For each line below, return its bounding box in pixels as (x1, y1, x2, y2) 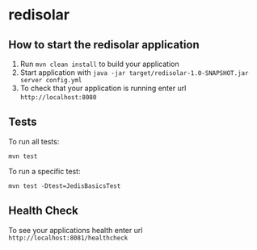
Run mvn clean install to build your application (19, 59, 179, 69)
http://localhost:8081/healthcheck (8, 234, 128, 242)
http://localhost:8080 (19, 94, 97, 102)
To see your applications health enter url (8, 225, 143, 235)
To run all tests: (8, 136, 60, 146)
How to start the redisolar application (8, 38, 200, 52)
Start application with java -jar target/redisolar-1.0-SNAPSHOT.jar (19, 68, 249, 77)
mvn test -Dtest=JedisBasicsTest (8, 181, 121, 190)
